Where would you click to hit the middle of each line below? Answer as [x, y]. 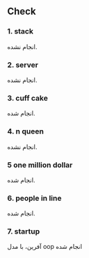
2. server [23, 64]
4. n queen [25, 131]
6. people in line [34, 198]
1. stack [20, 31]
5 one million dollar [40, 165]
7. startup [24, 231]
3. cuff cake [28, 98]
